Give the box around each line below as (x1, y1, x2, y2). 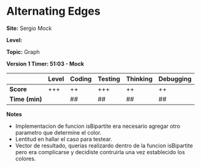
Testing (97, 75, 121, 83)
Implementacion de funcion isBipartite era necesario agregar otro (15, 122, 181, 130)
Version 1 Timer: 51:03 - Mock (6, 60, 85, 67)
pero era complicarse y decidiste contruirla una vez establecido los (15, 148, 185, 155)
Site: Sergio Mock (6, 24, 52, 32)
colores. (15, 155, 36, 162)
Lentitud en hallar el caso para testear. (15, 135, 112, 143)
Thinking (126, 75, 153, 83)
